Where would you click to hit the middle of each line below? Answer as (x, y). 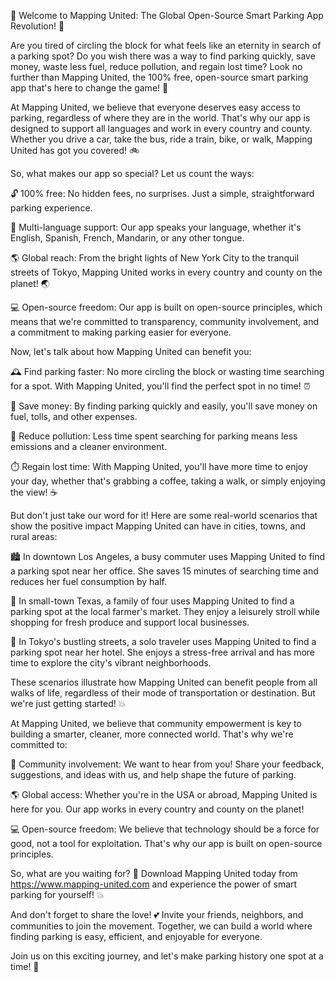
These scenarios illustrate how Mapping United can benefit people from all (164, 682)
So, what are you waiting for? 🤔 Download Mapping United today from (154, 873)
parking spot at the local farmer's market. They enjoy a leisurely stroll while (165, 611)
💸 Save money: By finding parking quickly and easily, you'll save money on (164, 406)
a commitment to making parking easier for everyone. (121, 332)
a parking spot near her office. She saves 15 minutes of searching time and (164, 571)
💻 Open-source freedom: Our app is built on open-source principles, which (166, 307)
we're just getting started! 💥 (68, 703)
